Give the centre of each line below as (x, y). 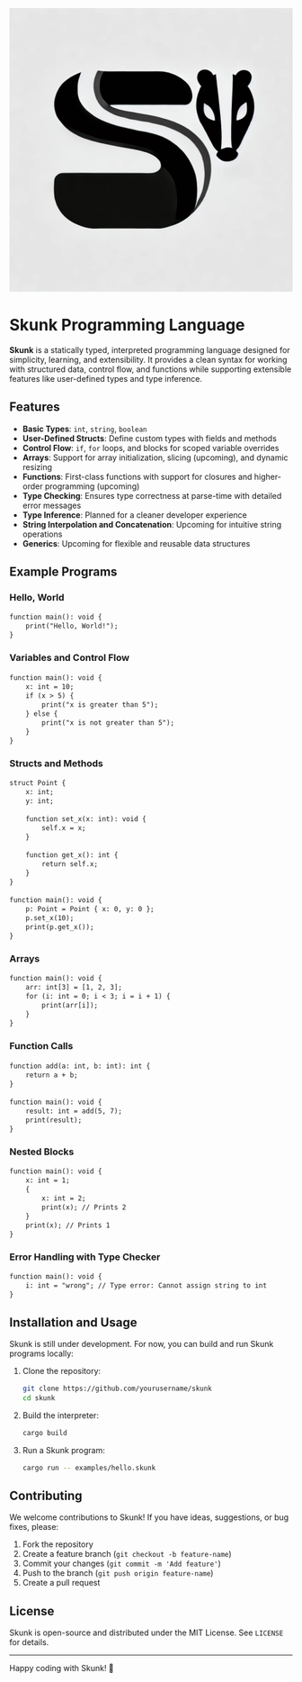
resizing (37, 466)
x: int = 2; (64, 1198)
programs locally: (41, 1353)
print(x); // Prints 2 (84, 1207)
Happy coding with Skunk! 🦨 (62, 1668)
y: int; (40, 801)
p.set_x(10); (50, 918)
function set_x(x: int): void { (86, 819)
